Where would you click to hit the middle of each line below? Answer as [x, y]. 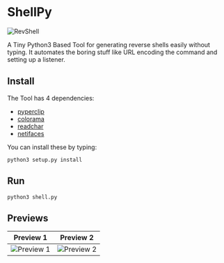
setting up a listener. [37, 59]
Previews [28, 218]
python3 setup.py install [45, 160]
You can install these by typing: [52, 147]
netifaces [31, 133]
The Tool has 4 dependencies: [51, 98]
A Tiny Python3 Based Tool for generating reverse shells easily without [109, 44]
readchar [30, 126]
